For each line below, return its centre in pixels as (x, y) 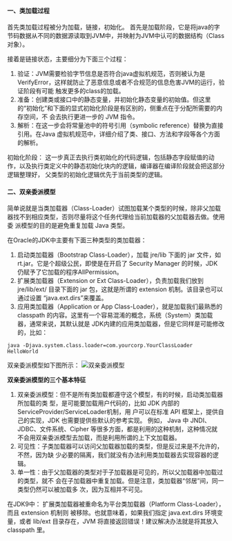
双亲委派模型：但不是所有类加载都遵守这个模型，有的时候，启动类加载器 (120, 395)
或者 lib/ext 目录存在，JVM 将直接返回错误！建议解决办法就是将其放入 (119, 522)
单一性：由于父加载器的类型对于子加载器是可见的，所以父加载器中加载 (117, 472)
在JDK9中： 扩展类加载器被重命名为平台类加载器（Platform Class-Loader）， (116, 504)
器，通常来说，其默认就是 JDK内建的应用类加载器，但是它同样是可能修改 (121, 324)
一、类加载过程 (28, 10)
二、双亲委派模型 (31, 191)
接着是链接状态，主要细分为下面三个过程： (68, 59)
